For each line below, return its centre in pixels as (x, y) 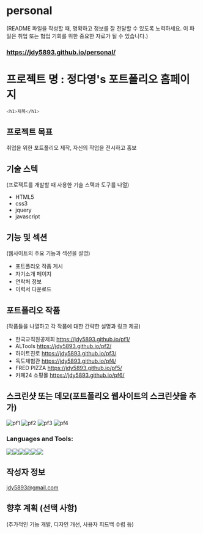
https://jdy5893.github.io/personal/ (61, 52)
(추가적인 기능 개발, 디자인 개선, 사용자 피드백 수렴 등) (70, 524)
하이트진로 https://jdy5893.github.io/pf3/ (66, 353)
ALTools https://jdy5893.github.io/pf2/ (63, 346)
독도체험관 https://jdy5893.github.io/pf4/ (66, 361)
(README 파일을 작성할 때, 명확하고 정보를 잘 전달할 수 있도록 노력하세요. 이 (97, 28)
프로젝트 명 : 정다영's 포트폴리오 (82, 80)
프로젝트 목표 (30, 132)
